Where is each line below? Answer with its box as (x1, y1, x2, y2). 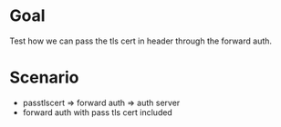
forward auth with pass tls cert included (22, 106, 173, 118)
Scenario (9, 67, 79, 88)
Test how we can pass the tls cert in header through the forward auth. (9, 35, 272, 46)
